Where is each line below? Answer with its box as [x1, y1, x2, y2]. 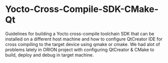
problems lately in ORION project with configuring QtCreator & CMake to [5, 46, 154, 52]
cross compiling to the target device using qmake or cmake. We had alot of [5, 41, 160, 47]
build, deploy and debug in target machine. [5, 51, 94, 58]
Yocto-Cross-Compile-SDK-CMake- [5, 3, 159, 15]
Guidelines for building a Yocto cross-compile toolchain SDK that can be [5, 30, 154, 36]
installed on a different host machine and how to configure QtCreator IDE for [5, 36, 163, 42]
